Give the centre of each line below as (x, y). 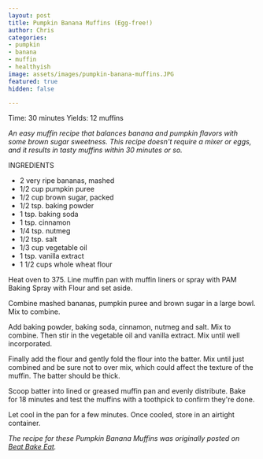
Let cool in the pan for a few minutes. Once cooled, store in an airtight (121, 415)
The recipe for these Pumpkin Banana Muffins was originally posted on (124, 438)
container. (24, 424)
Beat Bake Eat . (32, 447)
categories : (28, 37)
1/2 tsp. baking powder (57, 206)
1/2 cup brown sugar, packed (67, 197)
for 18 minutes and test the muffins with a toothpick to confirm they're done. (131, 400)
